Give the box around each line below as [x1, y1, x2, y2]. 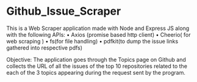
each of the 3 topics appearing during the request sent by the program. [6, 69, 186, 76]
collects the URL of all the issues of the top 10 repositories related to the [6, 62, 188, 70]
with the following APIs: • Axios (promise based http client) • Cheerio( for [6, 31, 191, 38]
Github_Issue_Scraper [6, 4, 121, 18]
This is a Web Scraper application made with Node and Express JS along [6, 24, 190, 32]
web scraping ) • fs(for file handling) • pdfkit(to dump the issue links [6, 37, 179, 45]
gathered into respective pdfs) [6, 44, 83, 51]
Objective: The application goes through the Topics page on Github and [6, 56, 186, 63]
